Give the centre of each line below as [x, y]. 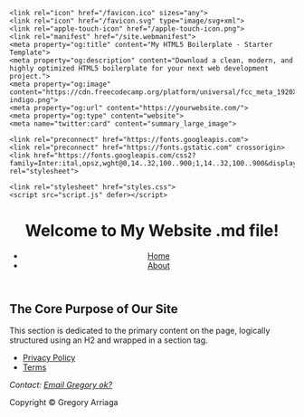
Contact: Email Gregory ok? [61, 385]
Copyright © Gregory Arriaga [64, 403]
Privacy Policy [49, 358]
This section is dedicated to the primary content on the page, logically [140, 331]
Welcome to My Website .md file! [152, 231]
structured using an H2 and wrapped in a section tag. [109, 340]
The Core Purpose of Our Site [94, 309]
